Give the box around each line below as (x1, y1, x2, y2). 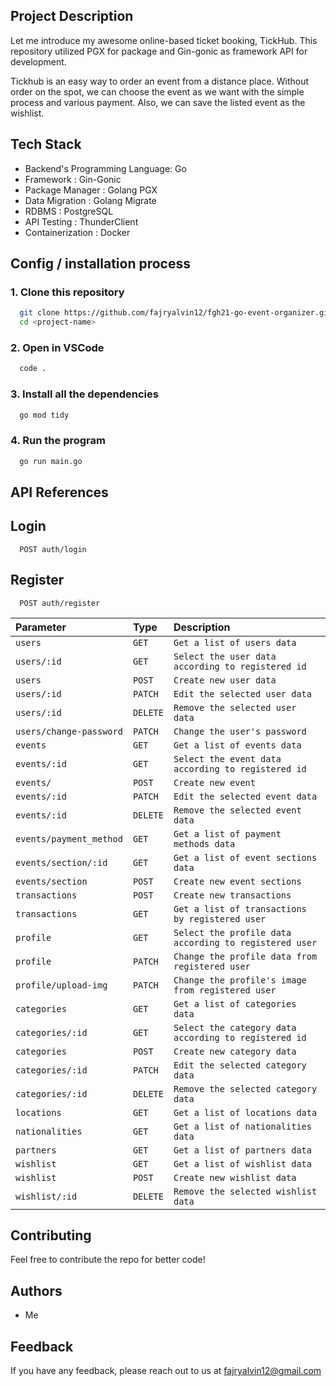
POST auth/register (19, 598, 101, 608)
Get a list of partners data (173, 1144, 312, 1156)
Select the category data (173, 1022, 297, 1033)
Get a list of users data (173, 637, 297, 648)
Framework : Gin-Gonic (24, 173, 122, 185)
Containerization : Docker (24, 226, 131, 238)
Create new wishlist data (173, 1172, 297, 1183)
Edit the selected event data (173, 790, 318, 802)
